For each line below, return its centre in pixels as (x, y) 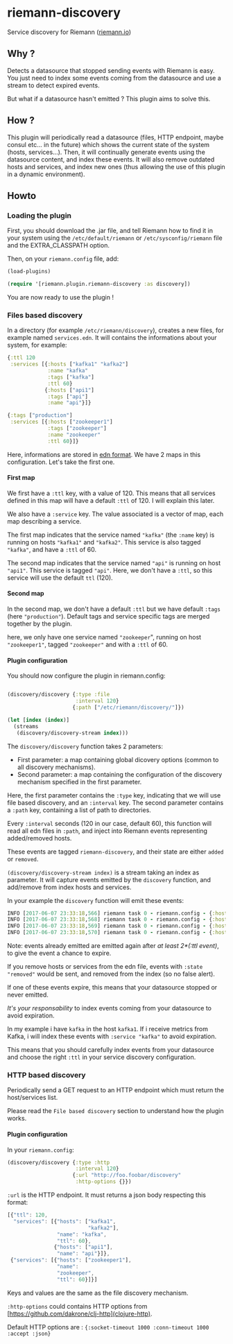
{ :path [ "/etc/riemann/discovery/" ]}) (129, 708)
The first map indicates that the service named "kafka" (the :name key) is (111, 535)
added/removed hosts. (40, 838)
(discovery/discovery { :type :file (59, 695)
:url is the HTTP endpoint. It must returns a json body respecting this (107, 1195)
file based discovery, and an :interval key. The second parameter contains (115, 802)
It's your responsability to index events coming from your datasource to (109, 1008)
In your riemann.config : (41, 1150)
